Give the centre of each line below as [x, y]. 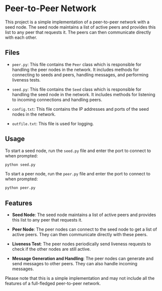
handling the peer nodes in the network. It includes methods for [75, 69]
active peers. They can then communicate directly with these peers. [80, 235]
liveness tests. [26, 80]
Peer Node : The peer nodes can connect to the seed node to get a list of [84, 229]
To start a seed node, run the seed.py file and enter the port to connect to [78, 151]
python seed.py [20, 165]
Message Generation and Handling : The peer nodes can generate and [83, 258]
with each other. [21, 37]
